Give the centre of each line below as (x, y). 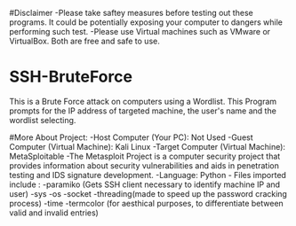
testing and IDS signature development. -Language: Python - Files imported (148, 175)
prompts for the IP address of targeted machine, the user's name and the (143, 111)
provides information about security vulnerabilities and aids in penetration (144, 165)
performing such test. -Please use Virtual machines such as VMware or (140, 31)
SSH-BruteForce (71, 77)
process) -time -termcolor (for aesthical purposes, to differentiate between (147, 203)
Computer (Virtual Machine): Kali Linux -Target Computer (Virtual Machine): (148, 146)
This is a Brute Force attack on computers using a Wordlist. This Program (143, 101)
